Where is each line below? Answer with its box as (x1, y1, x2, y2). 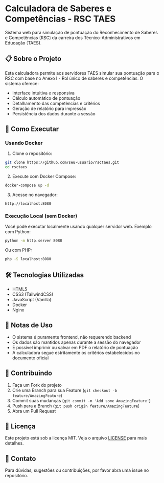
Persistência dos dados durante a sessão (12, 110, 95, 116)
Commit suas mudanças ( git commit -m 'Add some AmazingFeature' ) (12, 397, 151, 403)
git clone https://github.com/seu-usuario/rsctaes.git (5, 160, 119, 165)
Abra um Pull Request (12, 408, 56, 414)
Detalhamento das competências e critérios (12, 100, 100, 106)
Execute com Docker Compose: (12, 174, 76, 179)
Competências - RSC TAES (5, 13, 116, 24)
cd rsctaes (5, 165, 27, 170)
